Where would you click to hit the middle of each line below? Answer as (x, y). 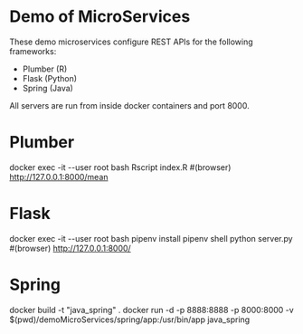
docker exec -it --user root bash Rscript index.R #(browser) (120, 167)
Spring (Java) (48, 88)
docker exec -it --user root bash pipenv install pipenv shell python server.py (151, 238)
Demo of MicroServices (100, 17)
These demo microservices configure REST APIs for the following (131, 42)
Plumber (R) (45, 69)
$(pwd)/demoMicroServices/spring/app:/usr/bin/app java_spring (130, 320)
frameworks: (33, 51)
